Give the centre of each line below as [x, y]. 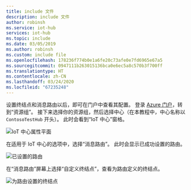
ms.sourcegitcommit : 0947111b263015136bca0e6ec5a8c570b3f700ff [84, 66]
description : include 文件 [38, 17]
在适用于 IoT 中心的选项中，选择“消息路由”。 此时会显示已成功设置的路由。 [96, 144]
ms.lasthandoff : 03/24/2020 [40, 82]
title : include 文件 [30, 11]
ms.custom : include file [36, 55]
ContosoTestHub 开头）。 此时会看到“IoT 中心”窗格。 [67, 119]
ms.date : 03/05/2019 [31, 44]
